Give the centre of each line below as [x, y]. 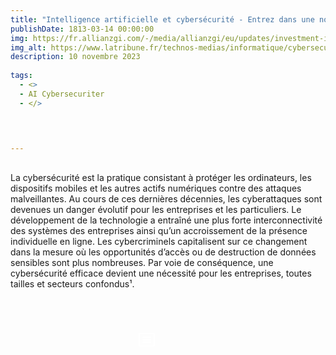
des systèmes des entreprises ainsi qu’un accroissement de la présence [159, 230]
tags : [21, 76]
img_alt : [28, 47]
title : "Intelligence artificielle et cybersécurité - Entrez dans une [162, 19]
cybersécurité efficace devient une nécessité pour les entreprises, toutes [161, 273]
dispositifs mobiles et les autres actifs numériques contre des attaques [156, 188]
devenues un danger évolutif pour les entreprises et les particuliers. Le [156, 209]
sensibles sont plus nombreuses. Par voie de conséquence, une [142, 262]
